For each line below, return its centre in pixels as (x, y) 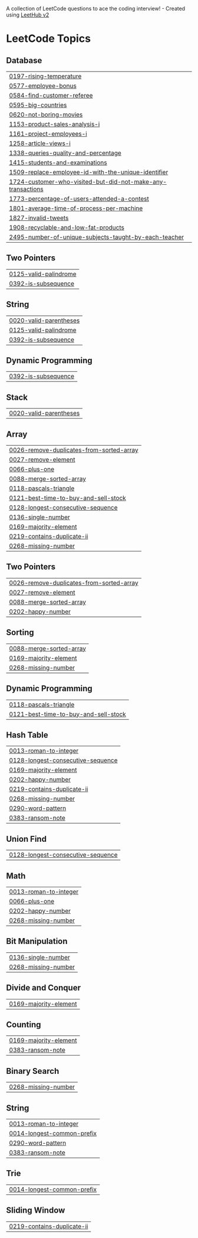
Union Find (27, 839)
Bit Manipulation (37, 941)
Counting (24, 1025)
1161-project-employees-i (48, 134)
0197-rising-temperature (45, 76)
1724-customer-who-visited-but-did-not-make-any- (88, 182)
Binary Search (33, 1071)
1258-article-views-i (40, 143)
